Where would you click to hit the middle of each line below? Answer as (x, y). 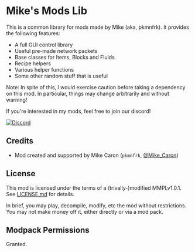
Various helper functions (44, 69)
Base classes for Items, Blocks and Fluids (65, 57)
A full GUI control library (44, 45)
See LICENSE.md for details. (40, 194)
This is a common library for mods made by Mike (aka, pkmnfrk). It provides (97, 27)
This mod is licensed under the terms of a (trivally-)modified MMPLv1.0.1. (94, 188)
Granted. (17, 244)
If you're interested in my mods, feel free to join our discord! (78, 111)
